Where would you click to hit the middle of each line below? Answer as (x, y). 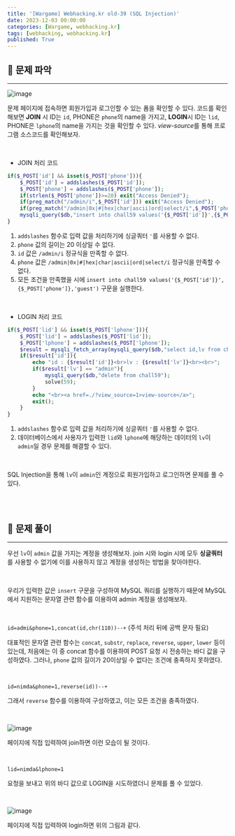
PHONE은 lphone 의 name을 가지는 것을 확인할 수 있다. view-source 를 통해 (110, 125)
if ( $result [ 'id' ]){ (48, 356)
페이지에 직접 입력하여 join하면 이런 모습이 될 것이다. (79, 743)
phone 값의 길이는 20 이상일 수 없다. (66, 244)
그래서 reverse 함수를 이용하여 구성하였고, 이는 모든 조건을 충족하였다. (103, 701)
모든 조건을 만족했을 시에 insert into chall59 (82, 279)
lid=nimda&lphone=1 (36, 770)
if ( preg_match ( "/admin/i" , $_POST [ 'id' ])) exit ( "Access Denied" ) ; (117, 202)
